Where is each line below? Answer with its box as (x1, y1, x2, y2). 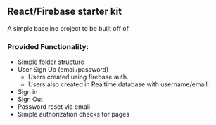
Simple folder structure (17, 58, 84, 66)
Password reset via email (17, 103, 90, 111)
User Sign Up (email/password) (17, 65, 109, 74)
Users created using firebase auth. (27, 73, 129, 81)
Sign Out (17, 95, 44, 104)
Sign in (17, 88, 38, 96)
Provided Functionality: (7, 41, 89, 51)
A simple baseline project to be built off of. (7, 24, 130, 32)
